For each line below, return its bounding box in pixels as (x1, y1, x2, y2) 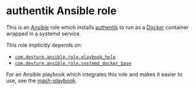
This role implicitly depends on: (6, 41, 83, 49)
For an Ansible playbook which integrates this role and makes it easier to (6, 70, 183, 78)
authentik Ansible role (6, 4, 117, 18)
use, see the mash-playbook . (6, 77, 77, 84)
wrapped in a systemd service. (6, 30, 82, 37)
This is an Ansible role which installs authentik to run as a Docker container (6, 24, 189, 31)
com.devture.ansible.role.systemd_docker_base (14, 60, 132, 66)
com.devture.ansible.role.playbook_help (14, 54, 116, 60)
